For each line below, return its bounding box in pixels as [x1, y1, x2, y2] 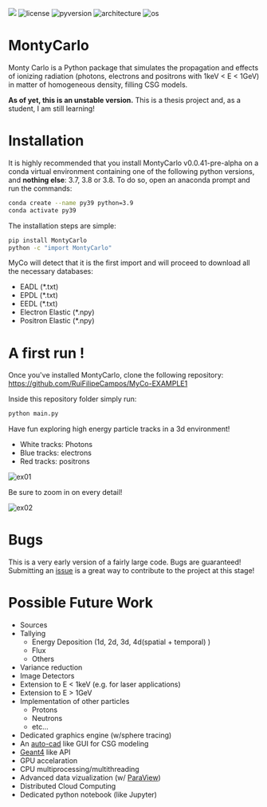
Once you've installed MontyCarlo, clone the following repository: [8, 370, 224, 380]
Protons [31, 705, 58, 714]
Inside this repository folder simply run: [8, 394, 137, 404]
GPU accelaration [19, 756, 78, 765]
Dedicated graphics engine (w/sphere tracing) [19, 730, 172, 740]
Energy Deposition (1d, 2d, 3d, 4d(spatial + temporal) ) [31, 637, 211, 647]
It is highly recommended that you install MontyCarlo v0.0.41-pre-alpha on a [8, 158, 259, 168]
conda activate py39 [8, 206, 77, 215]
